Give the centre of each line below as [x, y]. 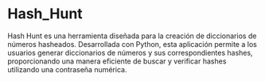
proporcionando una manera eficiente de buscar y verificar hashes [117, 61]
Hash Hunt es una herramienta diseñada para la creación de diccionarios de [132, 36]
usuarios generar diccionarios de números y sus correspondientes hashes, [130, 52]
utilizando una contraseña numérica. [67, 69]
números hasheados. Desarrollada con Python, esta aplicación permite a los [132, 44]
